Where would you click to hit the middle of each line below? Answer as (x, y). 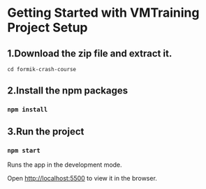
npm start (24, 150)
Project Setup (48, 28)
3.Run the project (46, 131)
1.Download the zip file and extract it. (90, 53)
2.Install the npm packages (67, 91)
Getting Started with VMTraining (103, 13)
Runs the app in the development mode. (65, 165)
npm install (28, 110)
